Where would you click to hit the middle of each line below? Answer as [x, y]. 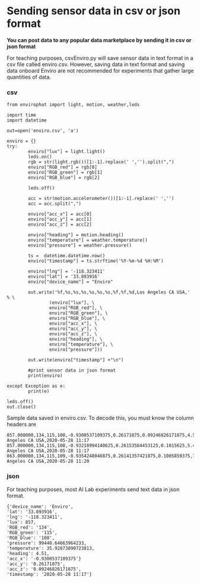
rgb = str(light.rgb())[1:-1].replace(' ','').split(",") [101, 162]
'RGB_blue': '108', [31, 538]
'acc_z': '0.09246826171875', [44, 569]
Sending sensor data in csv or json [93, 11]
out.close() [21, 407]
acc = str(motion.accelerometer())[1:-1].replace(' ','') [101, 199]
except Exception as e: [36, 386]
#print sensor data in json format [72, 370]
